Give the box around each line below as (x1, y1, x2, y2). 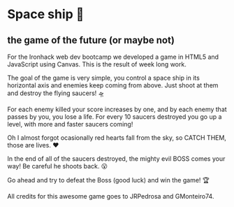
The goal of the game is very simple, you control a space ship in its (7, 73, 200, 82)
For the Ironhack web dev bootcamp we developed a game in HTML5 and (7, 52, 219, 61)
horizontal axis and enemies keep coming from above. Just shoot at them (7, 81, 219, 90)
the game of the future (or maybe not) (7, 34, 175, 46)
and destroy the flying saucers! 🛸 (7, 89, 105, 97)
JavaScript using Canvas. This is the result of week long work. (7, 60, 187, 69)
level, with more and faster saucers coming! (7, 120, 133, 128)
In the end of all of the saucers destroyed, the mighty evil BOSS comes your (7, 155, 226, 163)
